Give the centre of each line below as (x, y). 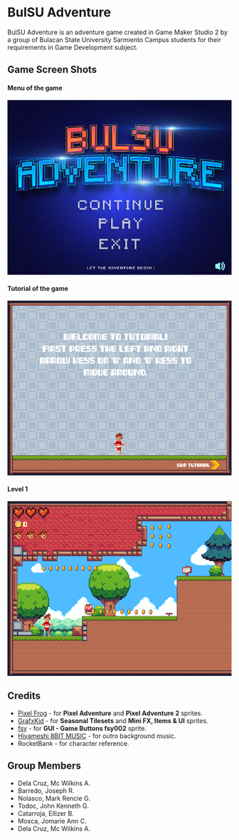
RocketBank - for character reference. (73, 743)
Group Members (44, 766)
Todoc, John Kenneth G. (53, 806)
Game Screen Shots (52, 70)
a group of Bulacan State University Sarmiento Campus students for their (115, 39)
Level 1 (18, 489)
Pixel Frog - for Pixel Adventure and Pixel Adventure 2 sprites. (110, 713)
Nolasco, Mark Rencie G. (54, 798)
